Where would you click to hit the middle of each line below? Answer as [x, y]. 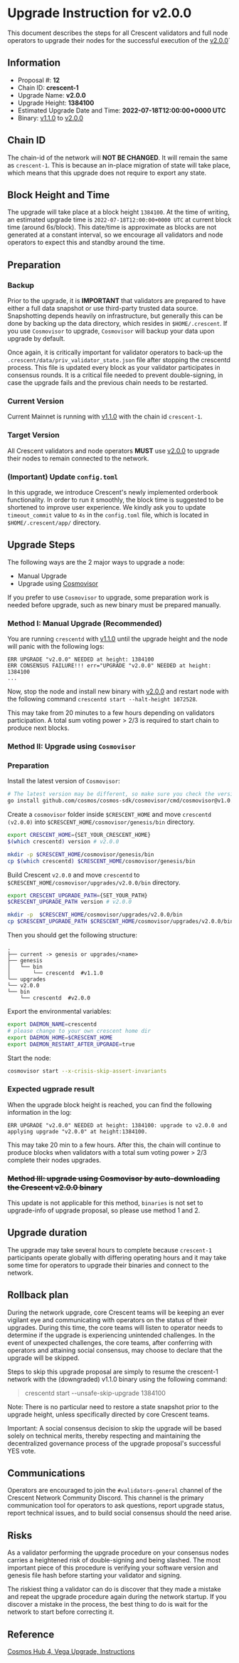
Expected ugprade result [51, 1089]
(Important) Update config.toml [63, 477]
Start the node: [29, 1058]
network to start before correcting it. [61, 1612]
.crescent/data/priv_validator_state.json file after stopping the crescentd [119, 360]
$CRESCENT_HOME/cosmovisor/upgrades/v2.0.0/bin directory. [94, 882]
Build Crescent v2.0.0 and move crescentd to [74, 875]
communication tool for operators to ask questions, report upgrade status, [116, 1505]
